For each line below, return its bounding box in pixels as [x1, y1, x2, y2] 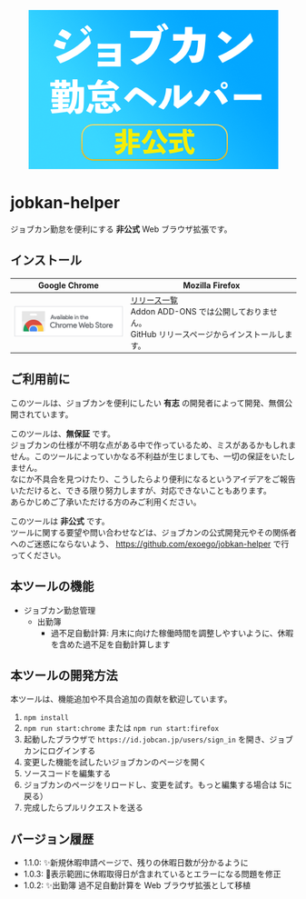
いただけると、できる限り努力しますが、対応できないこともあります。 [10, 484, 271, 495]
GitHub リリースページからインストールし [130, 328, 285, 339]
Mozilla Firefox [183, 280, 241, 291]
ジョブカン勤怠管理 [23, 604, 96, 615]
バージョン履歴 [10, 831, 94, 846]
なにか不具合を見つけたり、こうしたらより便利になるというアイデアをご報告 [10, 474, 296, 484]
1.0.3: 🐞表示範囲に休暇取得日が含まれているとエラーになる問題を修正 [23, 869, 281, 880]
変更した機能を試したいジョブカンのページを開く [23, 756, 207, 768]
